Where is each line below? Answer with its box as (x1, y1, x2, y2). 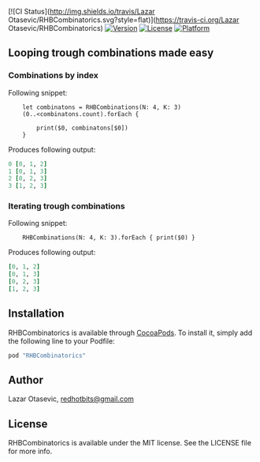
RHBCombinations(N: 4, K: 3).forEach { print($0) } (22, 234, 195, 242)
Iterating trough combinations (8, 201, 125, 212)
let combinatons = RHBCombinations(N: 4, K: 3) (22, 103, 181, 111)
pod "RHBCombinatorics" (8, 351, 87, 359)
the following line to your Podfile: (8, 336, 116, 346)
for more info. (8, 446, 53, 456)
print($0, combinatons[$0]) (36, 124, 128, 132)
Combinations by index (8, 70, 98, 81)
